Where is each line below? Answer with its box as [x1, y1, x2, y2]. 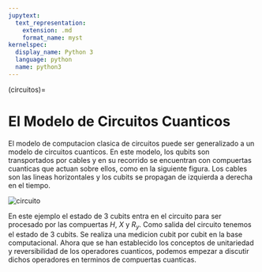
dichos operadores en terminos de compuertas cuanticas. [8, 255, 197, 265]
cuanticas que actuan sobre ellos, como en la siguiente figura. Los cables [8, 164, 247, 173]
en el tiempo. [8, 180, 51, 190]
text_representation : [15, 19, 87, 27]
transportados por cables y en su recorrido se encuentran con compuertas [8, 155, 253, 164]
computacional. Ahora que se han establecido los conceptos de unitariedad [8, 238, 254, 247]
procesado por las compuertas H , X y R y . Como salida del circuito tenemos [8, 219, 252, 231]
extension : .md [22, 26, 73, 34]
